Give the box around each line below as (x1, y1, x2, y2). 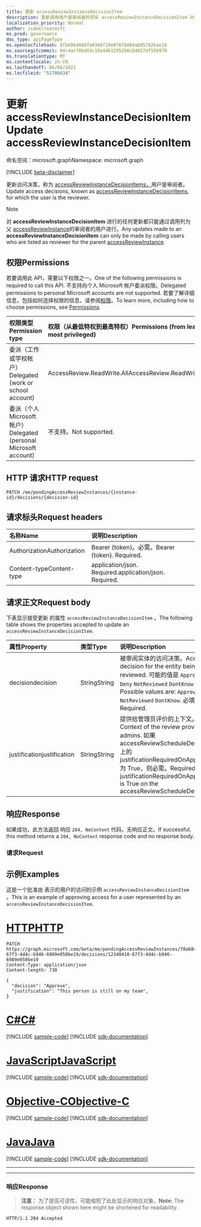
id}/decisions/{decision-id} (6, 494, 79, 500)
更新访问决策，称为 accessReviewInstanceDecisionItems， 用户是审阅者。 (6, 181, 188, 188)
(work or (9, 379, 33, 386)
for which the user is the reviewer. (6, 194, 90, 201)
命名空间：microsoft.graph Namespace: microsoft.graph (6, 157, 144, 164)
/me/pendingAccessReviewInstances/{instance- (22, 489, 138, 495)
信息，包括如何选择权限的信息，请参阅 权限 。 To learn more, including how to (6, 297, 194, 304)
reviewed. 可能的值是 (119, 671, 179, 679)
